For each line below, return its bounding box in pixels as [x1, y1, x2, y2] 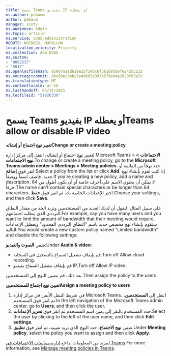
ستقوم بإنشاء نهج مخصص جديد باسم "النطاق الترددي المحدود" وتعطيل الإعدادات [6, 221, 157, 227]
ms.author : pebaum [6, 12, 45, 17]
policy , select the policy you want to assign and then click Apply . [13, 330, 151, 336]
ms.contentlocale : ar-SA [6, 83, 59, 88]
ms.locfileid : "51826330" [6, 93, 61, 98]
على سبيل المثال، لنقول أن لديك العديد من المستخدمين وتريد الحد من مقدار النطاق [6, 205, 161, 211]
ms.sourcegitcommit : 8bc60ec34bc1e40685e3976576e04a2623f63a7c [6, 74, 143, 79]
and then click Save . [6, 195, 49, 201]
